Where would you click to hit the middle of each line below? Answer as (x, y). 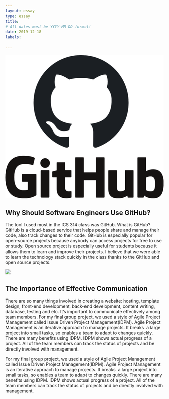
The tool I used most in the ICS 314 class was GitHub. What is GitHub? (78, 225)
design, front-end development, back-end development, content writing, (80, 306)
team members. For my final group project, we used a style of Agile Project (83, 317)
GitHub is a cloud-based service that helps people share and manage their (82, 230)
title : (12, 21)
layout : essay (20, 11)
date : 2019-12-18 (23, 32)
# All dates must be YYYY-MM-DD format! (48, 27)
